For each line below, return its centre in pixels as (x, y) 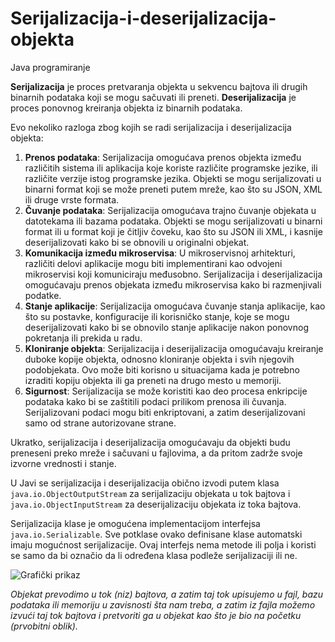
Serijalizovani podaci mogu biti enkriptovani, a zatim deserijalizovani (165, 412)
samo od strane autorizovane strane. (100, 423)
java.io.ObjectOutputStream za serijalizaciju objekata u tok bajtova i (150, 493)
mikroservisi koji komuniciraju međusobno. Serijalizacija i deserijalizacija (173, 274)
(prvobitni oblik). (44, 626)
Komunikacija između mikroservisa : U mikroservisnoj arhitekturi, (160, 253)
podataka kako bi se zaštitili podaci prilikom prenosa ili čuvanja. (155, 401)
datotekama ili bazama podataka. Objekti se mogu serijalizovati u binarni (173, 221)
